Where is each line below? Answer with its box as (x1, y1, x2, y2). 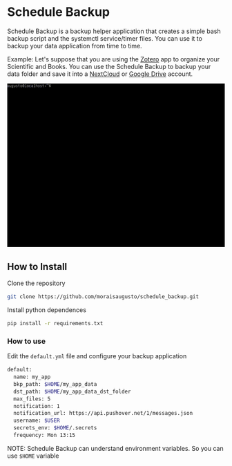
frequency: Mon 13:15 (13, 432, 76, 439)
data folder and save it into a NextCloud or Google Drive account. (7, 70, 193, 78)
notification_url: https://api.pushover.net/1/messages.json (13, 410, 193, 417)
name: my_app (13, 373, 51, 380)
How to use (7, 336, 46, 346)
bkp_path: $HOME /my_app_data (13, 380, 97, 387)
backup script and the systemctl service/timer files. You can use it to (7, 34, 202, 42)
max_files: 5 (13, 395, 51, 402)
